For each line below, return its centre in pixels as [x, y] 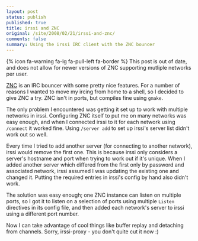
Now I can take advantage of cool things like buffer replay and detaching [95, 225]
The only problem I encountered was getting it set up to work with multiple [97, 109]
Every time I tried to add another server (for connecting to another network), [99, 146]
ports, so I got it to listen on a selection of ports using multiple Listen [90, 201]
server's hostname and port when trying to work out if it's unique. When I [96, 158]
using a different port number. [43, 214]
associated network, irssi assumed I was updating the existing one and [92, 171]
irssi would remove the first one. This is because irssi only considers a [92, 152]
